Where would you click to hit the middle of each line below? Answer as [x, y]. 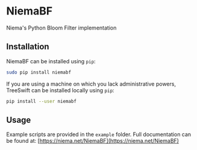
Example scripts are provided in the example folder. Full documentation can [99, 134]
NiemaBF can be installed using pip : [51, 61]
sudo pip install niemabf [39, 72]
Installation [28, 47]
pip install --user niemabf [42, 101]
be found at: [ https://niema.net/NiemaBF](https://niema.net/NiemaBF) [93, 141]
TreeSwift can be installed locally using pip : [60, 90]
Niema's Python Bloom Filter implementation [61, 28]
